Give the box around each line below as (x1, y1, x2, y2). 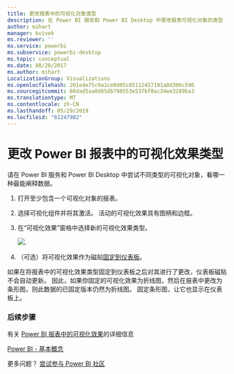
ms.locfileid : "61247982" (7, 114, 82, 120)
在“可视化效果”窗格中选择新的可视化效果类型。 (17, 224, 152, 232)
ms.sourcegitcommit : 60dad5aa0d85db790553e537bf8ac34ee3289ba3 (7, 88, 195, 95)
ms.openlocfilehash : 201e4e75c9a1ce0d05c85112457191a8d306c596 (7, 81, 195, 88)
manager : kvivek (7, 29, 54, 37)
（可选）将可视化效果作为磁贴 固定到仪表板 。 (17, 252, 146, 261)
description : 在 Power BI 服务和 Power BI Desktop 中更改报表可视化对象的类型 (7, 17, 224, 24)
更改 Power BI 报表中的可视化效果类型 (7, 146, 224, 162)
